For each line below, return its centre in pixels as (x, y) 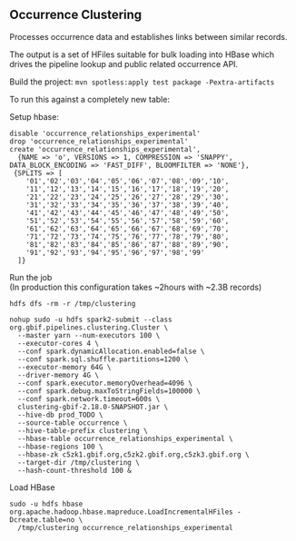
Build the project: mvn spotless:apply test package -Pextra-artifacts (142, 82)
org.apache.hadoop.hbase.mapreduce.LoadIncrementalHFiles (121, 512)
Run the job (31, 277)
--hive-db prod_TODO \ (60, 415)
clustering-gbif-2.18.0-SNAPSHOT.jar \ (93, 407)
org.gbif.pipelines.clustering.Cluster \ (89, 327)
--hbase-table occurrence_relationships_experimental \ (125, 438)
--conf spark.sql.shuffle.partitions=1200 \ (103, 359)
